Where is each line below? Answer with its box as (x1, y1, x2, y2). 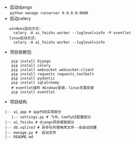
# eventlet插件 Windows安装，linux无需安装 (11, 85, 94, 90)
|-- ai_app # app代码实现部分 (4, 109, 62, 114)
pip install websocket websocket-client (11, 67, 94, 72)
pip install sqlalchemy (11, 80, 60, 85)
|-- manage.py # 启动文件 (4, 130, 57, 135)
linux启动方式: (9, 36, 37, 41)
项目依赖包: (9, 49, 33, 55)
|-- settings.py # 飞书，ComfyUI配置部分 (11, 115, 91, 120)
